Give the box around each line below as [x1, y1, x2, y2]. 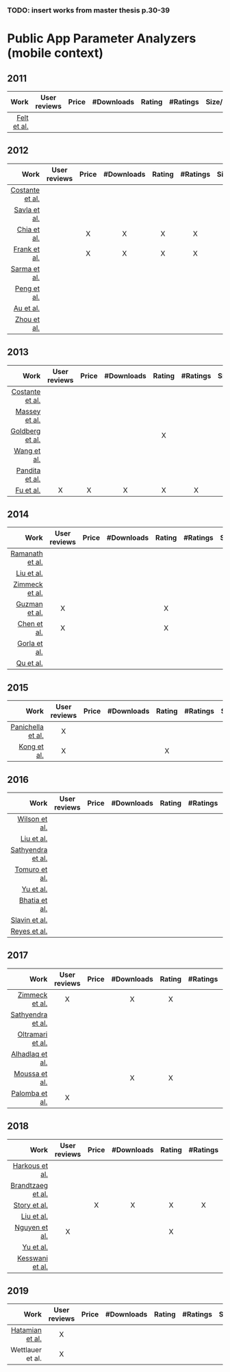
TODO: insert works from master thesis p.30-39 [7, 5, 170, 15]
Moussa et [13, 1069, 48, 1078]
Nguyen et [14, 1222, 49, 1232]
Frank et [13, 244, 40, 253]
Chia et [16, 225, 40, 234]
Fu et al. [15, 485, 41, 495]
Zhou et [14, 314, 40, 324]
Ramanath [10, 549, 43, 558]
